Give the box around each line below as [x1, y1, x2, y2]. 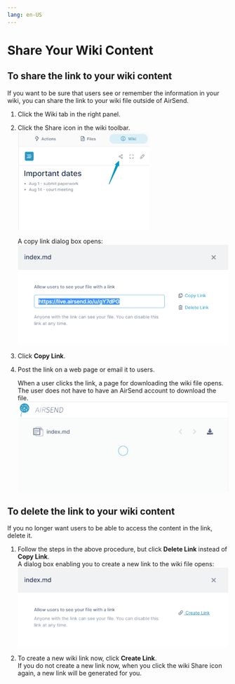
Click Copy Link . [17, 351, 66, 360]
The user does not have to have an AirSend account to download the [17, 386, 217, 395]
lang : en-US [7, 11, 42, 18]
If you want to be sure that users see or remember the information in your [7, 88, 220, 97]
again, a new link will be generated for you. [17, 669, 142, 678]
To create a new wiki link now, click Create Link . [17, 654, 157, 662]
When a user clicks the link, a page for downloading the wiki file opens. [17, 378, 224, 387]
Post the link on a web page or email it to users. [17, 365, 155, 374]
